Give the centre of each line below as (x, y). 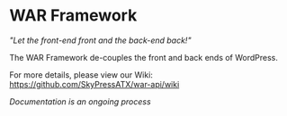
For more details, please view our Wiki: (81, 75)
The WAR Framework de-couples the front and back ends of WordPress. (144, 57)
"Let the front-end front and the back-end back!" (100, 40)
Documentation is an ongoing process (80, 101)
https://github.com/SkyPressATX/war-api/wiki (94, 84)
